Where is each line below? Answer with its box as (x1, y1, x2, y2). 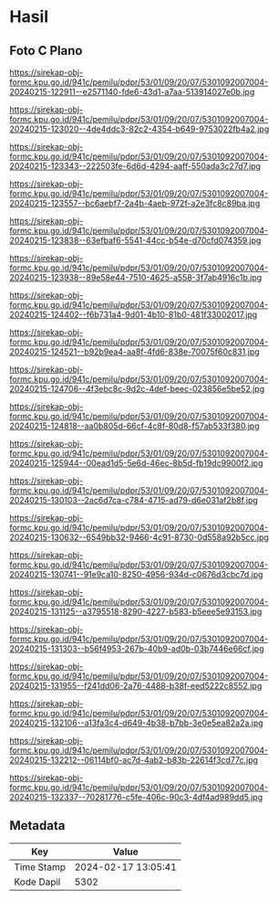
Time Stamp (14, 861, 67, 874)
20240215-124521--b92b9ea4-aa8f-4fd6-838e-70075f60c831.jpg (9, 346, 260, 357)
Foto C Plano (9, 43, 83, 58)
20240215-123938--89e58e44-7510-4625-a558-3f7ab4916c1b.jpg (9, 272, 263, 282)
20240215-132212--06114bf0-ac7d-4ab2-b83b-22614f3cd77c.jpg (9, 755, 258, 765)
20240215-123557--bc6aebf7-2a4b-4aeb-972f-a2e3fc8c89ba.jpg (9, 198, 261, 208)
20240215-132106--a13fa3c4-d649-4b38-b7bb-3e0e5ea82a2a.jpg (9, 717, 264, 728)
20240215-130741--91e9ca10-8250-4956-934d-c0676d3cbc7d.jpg (9, 569, 263, 579)
